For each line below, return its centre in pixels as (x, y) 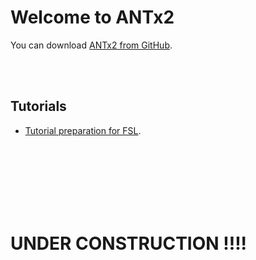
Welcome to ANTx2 (92, 17)
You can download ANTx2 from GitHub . (91, 45)
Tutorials (38, 106)
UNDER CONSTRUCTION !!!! (129, 243)
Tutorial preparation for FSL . (83, 130)
